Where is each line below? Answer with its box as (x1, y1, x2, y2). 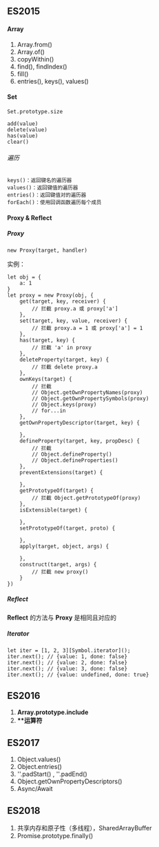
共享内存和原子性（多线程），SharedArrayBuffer (17, 823, 152, 832)
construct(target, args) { (19, 561, 97, 568)
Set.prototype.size (7, 108, 63, 115)
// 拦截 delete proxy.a (32, 363, 98, 371)
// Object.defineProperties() (32, 456, 118, 464)
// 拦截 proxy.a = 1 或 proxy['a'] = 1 (32, 324, 143, 331)
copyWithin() (17, 55, 54, 63)
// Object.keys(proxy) (32, 401, 97, 408)
